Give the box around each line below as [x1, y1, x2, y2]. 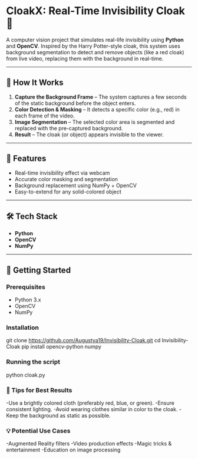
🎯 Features [6, 153, 47, 163]
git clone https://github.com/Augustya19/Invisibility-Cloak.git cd [6, 337, 161, 344]
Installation [6, 323, 39, 332]
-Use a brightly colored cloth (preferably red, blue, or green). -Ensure [6, 399, 175, 406]
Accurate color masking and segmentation [14, 175, 118, 182]
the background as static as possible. [19, 412, 111, 419]
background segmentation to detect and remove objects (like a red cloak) [6, 48, 184, 55]
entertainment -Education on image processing [6, 447, 121, 454]
